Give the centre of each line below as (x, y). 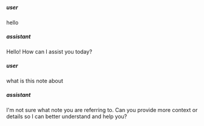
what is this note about (35, 81)
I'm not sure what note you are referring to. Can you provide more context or (102, 110)
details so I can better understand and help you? (67, 116)
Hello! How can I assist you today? (49, 51)
